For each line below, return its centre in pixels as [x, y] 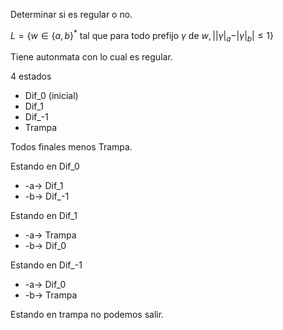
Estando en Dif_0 [45, 166]
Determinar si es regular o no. [71, 14]
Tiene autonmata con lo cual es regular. [91, 57]
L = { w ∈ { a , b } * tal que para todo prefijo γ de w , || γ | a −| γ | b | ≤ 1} [142, 36]
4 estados [31, 76]
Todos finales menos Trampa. [71, 147]
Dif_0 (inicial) [51, 96]
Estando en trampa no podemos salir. [87, 315]
